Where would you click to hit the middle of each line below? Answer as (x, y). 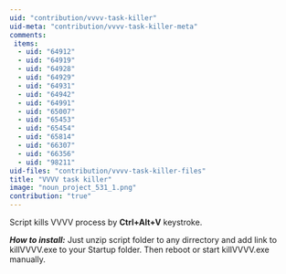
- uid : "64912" (47, 52)
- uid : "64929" (47, 78)
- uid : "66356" (47, 153)
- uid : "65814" (47, 137)
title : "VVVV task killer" (61, 179)
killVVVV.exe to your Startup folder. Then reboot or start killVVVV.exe (139, 249)
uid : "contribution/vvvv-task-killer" (83, 18)
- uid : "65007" (47, 111)
